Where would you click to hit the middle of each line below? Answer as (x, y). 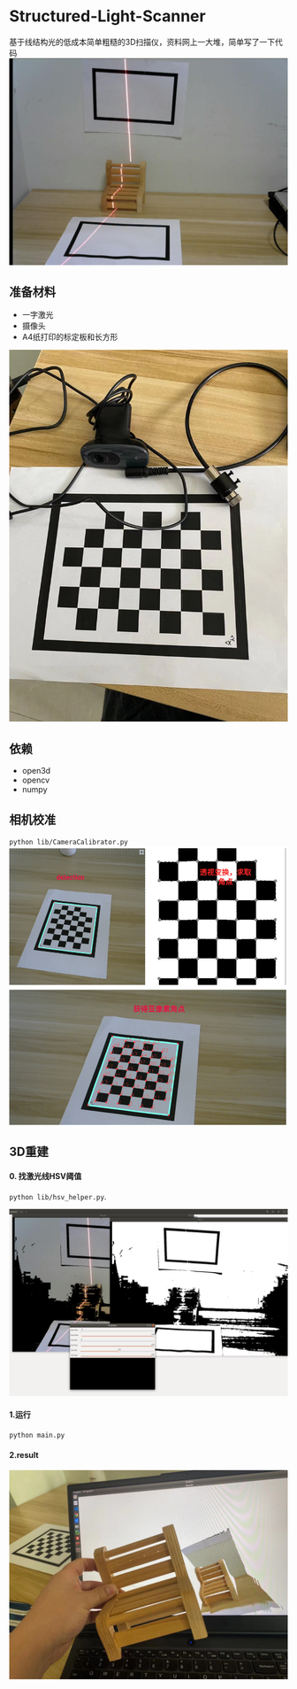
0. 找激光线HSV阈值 (46, 1176)
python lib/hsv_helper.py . (58, 1196)
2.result (24, 1454)
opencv (36, 780)
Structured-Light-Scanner (107, 16)
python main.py (37, 1436)
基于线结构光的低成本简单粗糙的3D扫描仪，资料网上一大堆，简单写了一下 (142, 42)
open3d (36, 771)
